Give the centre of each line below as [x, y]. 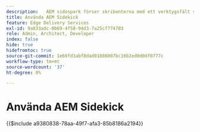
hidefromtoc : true [29, 51]
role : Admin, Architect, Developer [50, 34]
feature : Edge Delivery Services [48, 23]
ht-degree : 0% [24, 73]
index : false [22, 39]
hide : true [20, 45]
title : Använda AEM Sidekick [42, 17]
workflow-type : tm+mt [33, 61]
